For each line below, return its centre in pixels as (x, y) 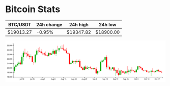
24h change (49, 25)
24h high (79, 25)
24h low (107, 25)
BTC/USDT (20, 25)
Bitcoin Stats (33, 9)
